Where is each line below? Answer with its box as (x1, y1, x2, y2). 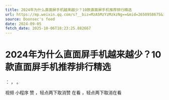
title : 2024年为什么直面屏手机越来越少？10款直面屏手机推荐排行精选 (5, 7, 132, 12)
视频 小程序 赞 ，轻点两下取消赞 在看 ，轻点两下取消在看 (5, 89, 122, 95)
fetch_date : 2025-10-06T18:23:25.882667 (5, 26, 92, 31)
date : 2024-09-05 (5, 21, 42, 26)
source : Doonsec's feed (5, 16, 55, 21)
